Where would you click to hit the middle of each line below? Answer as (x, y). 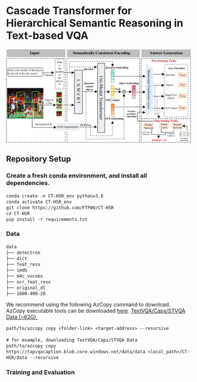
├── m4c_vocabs (25, 276)
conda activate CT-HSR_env (39, 202)
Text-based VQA (47, 36)
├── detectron (23, 253)
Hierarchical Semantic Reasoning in (95, 23)
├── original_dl (26, 288)
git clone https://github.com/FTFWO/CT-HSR (60, 208)
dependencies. (28, 183)
